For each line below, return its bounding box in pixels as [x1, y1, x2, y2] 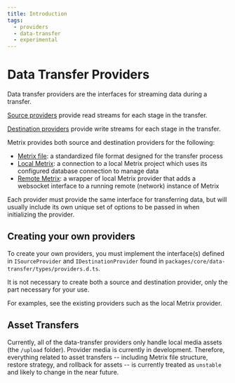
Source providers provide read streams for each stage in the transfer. [7, 111, 208, 119]
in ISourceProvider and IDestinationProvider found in [7, 257, 164, 265]
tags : [7, 17, 23, 24]
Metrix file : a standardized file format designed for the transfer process [17, 152, 223, 160]
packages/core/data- [165, 258, 226, 265]
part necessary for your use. [7, 285, 90, 294]
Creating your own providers [7, 231, 135, 242]
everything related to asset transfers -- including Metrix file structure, [7, 353, 208, 361]
